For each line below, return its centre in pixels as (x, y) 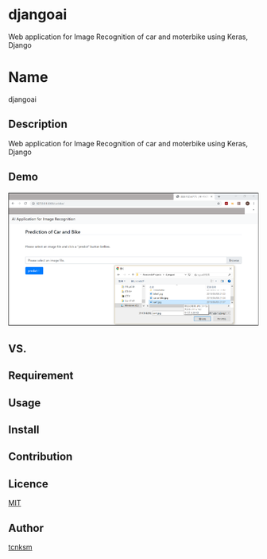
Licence (29, 484)
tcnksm (21, 547)
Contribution (41, 457)
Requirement (41, 376)
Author (26, 528)
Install (24, 430)
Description (38, 124)
